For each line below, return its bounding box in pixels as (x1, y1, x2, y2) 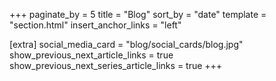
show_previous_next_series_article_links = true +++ (9, 60, 223, 71)
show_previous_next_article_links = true (9, 49, 174, 61)
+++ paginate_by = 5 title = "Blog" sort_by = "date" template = (9, 9, 267, 20)
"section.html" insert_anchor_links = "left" (9, 19, 182, 31)
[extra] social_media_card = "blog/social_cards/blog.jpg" (9, 39, 244, 50)
